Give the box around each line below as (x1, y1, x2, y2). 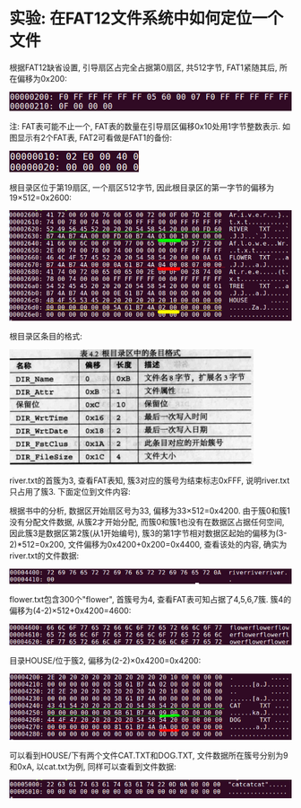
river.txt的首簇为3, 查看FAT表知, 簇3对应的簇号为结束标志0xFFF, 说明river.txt (9, 475, 290, 486)
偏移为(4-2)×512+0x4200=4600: (9, 605, 132, 616)
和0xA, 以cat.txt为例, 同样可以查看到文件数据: (9, 761, 176, 772)
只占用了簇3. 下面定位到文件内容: (9, 486, 132, 496)
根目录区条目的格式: (9, 330, 83, 341)
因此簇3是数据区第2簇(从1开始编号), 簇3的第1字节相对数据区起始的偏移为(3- (9, 527, 288, 539)
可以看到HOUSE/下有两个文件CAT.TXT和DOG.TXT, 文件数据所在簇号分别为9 (9, 751, 288, 761)
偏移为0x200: (16, 73, 67, 83)
